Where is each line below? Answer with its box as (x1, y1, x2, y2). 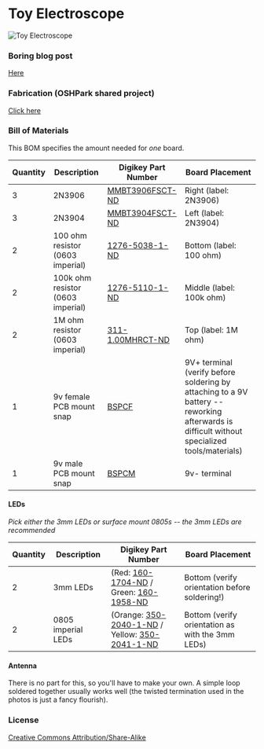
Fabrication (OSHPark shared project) (8, 88, 155, 99)
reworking (184, 406, 222, 417)
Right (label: (184, 185, 229, 196)
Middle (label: (184, 282, 236, 293)
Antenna (8, 661, 38, 670)
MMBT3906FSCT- (107, 185, 177, 196)
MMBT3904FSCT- (107, 207, 177, 218)
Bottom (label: (184, 240, 237, 251)
